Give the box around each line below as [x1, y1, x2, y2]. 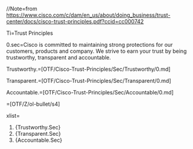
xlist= [6, 112, 20, 119]
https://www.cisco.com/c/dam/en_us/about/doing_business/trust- [6, 11, 171, 19]
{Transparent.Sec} [14, 130, 62, 137]
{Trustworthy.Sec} [14, 124, 61, 131]
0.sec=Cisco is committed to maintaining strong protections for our [6, 41, 173, 48]
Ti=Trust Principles [6, 29, 53, 37]
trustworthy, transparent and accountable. [6, 54, 112, 61]
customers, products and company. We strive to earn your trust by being [6, 47, 187, 55]
